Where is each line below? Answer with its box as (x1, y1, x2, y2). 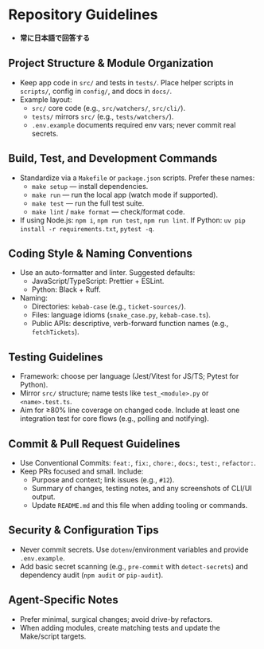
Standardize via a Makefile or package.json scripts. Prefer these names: (19, 173, 255, 183)
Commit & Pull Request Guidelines (8, 437, 181, 450)
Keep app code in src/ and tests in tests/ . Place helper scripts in (19, 77, 234, 87)
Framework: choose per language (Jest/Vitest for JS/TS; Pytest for (19, 372, 239, 381)
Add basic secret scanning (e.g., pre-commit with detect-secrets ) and (19, 561, 249, 571)
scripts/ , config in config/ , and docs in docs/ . (19, 86, 173, 96)
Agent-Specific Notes (8, 593, 118, 607)
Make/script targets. (19, 631, 87, 641)
